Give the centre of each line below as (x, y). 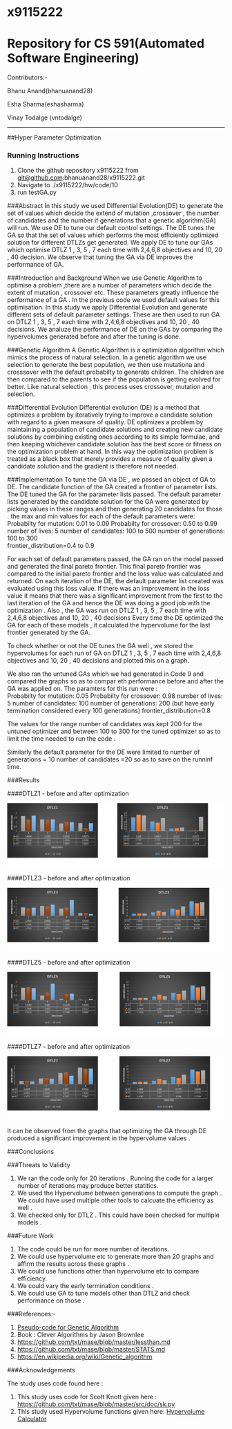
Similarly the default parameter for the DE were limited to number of (104, 752)
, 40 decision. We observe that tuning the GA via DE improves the (100, 257)
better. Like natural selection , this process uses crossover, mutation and (110, 387)
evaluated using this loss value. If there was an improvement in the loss (108, 589)
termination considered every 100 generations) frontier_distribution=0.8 (109, 711)
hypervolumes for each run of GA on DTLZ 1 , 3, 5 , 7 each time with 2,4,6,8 (114, 653)
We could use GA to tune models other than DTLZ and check (103, 1294)
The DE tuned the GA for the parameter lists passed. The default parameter (114, 494)
